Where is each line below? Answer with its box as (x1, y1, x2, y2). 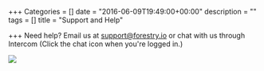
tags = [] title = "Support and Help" (8, 15, 124, 25)
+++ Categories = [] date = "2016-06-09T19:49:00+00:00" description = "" (8, 7, 257, 16)
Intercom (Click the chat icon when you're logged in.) (8, 39, 183, 49)
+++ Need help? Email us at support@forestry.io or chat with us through (8, 31, 246, 40)
